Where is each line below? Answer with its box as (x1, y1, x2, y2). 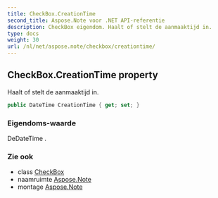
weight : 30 (7, 37, 39, 44)
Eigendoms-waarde (7, 118, 76, 128)
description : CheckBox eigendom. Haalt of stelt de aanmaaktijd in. (7, 23, 212, 30)
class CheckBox (17, 168, 65, 176)
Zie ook (7, 151, 34, 161)
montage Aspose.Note (17, 182, 83, 191)
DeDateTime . (7, 134, 47, 142)
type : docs (7, 30, 39, 37)
